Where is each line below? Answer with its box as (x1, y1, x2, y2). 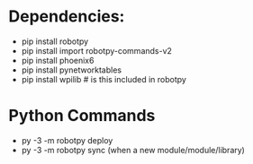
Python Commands (8, 106, 156, 126)
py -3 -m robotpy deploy (21, 134, 113, 145)
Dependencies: (8, 6, 125, 27)
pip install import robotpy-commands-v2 (21, 45, 173, 56)
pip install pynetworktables (21, 65, 122, 75)
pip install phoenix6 (21, 55, 95, 65)
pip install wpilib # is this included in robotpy (21, 73, 186, 84)
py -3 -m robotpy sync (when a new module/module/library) (21, 144, 245, 155)
